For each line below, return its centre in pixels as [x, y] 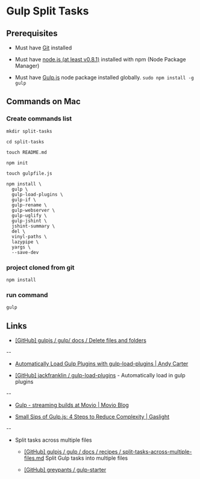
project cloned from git [40, 267]
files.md [34, 458]
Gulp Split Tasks [48, 11]
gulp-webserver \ [33, 210]
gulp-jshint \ [29, 221]
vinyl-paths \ [29, 236]
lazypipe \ [25, 242]
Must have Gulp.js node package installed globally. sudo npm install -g [104, 77]
